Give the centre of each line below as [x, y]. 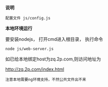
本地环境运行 [19, 28]
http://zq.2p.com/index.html [35, 69]
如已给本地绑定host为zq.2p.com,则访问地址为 [53, 59]
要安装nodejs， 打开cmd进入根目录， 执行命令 [54, 39]
